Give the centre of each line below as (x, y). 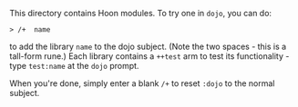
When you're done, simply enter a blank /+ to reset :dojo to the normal (142, 83)
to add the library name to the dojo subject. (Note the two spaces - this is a (148, 46)
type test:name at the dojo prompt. (74, 66)
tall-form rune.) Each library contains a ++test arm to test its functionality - (149, 56)
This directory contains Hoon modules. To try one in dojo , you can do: (140, 13)
